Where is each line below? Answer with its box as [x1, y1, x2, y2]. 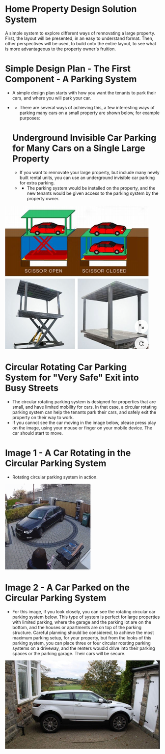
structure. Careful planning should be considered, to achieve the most [12, 630, 154, 635]
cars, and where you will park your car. [12, 95, 91, 101]
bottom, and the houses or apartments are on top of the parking [12, 624, 141, 630]
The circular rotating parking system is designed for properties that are [12, 398, 156, 404]
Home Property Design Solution [5, 3, 137, 15]
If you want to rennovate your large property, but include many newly [19, 169, 160, 175]
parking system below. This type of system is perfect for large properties [12, 614, 160, 620]
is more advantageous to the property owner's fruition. [5, 46, 116, 52]
